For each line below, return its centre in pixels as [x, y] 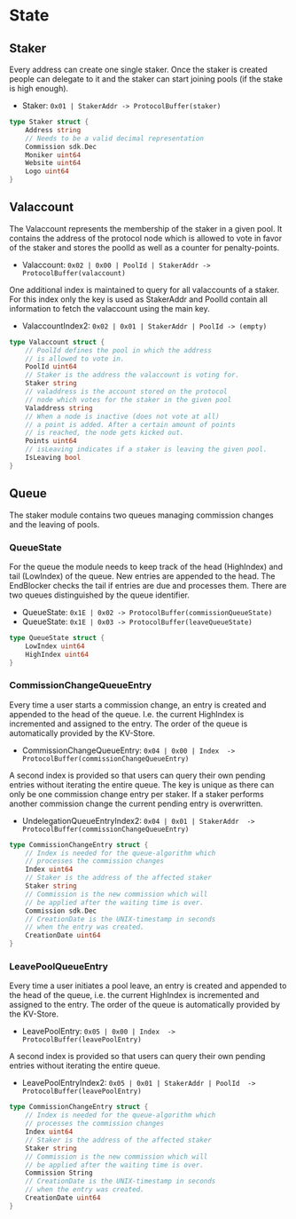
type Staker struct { [49, 122]
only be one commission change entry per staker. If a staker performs [136, 794]
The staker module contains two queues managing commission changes [141, 515]
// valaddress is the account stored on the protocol [126, 392]
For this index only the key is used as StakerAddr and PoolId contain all [138, 299]
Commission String [59, 1173]
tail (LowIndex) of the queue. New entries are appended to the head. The [142, 576]
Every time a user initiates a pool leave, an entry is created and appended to [148, 985]
